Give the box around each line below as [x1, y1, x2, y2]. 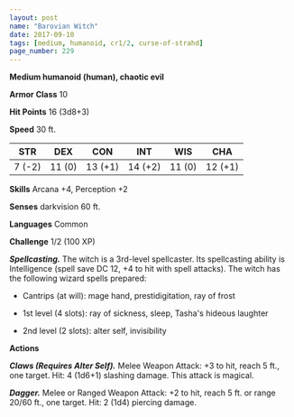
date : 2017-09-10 [9, 30, 75, 39]
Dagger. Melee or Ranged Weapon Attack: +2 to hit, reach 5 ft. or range [9, 387, 277, 398]
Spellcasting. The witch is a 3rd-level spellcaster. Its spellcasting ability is [9, 254, 286, 264]
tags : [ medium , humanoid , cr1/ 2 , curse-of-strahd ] [9, 38, 204, 48]
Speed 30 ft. [9, 124, 57, 135]
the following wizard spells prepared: [9, 273, 147, 284]
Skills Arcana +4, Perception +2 [9, 184, 128, 195]
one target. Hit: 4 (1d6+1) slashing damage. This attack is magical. [9, 370, 254, 381]
